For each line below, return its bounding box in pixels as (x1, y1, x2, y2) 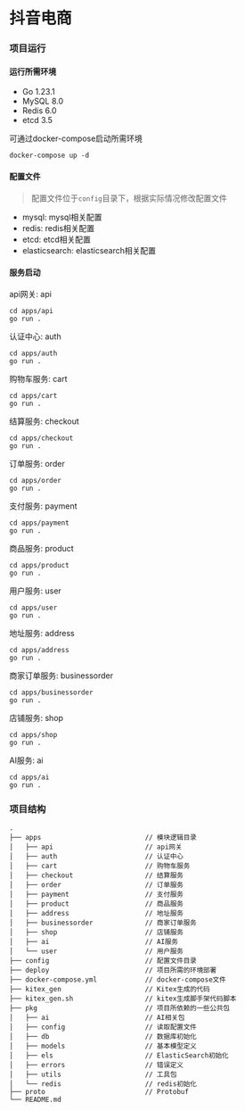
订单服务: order (9, 458, 65, 468)
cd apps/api (9, 306, 53, 315)
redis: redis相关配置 (21, 222, 95, 233)
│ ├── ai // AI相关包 (9, 1014, 185, 1023)
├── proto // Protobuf (9, 1088, 190, 1097)
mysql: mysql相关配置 (21, 211, 102, 222)
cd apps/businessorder (9, 688, 94, 697)
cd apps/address (9, 645, 69, 654)
